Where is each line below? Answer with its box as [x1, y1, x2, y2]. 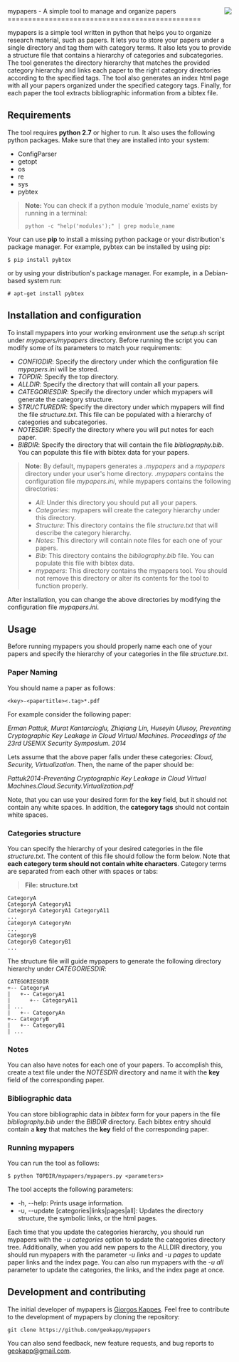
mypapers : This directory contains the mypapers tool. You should [35, 566, 228, 575]
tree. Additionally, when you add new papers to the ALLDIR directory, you [7, 1242, 223, 1251]
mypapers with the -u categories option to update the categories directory [7, 1235, 225, 1244]
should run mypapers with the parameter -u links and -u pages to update [7, 1250, 222, 1259]
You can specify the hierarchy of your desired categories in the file [7, 845, 203, 853]
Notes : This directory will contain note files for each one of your [35, 536, 223, 544]
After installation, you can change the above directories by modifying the [7, 595, 221, 603]
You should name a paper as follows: [7, 683, 116, 692]
